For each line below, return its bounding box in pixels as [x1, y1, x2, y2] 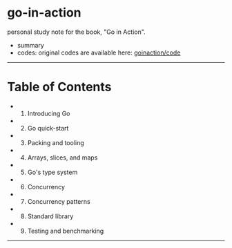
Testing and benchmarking [27, 227, 104, 235]
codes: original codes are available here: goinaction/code [17, 48, 181, 57]
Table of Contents [7, 79, 112, 95]
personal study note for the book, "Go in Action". [7, 28, 146, 36]
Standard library [27, 212, 74, 220]
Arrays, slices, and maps [27, 153, 98, 162]
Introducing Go [27, 109, 70, 117]
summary [17, 41, 45, 49]
